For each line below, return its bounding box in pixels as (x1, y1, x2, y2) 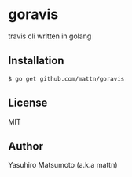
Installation (8, 54, 64, 67)
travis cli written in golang (8, 31, 92, 41)
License (8, 96, 48, 110)
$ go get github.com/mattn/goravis (8, 74, 125, 83)
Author (8, 139, 43, 153)
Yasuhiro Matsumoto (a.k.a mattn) (8, 161, 118, 170)
